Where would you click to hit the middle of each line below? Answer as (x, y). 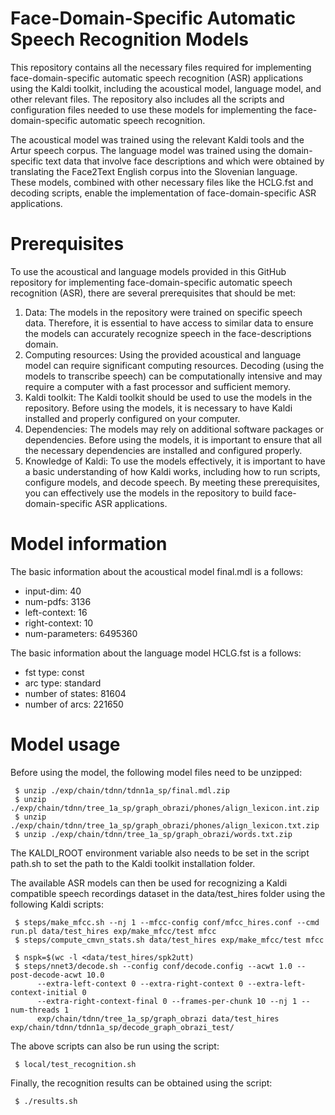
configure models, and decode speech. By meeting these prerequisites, (172, 482)
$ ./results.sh (46, 1101)
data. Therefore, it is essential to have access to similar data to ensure (169, 323)
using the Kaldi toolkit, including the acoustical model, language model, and (166, 88)
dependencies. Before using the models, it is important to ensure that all (173, 439)
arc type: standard (63, 683)
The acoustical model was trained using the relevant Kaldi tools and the (157, 139)
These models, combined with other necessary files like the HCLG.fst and (162, 182)
